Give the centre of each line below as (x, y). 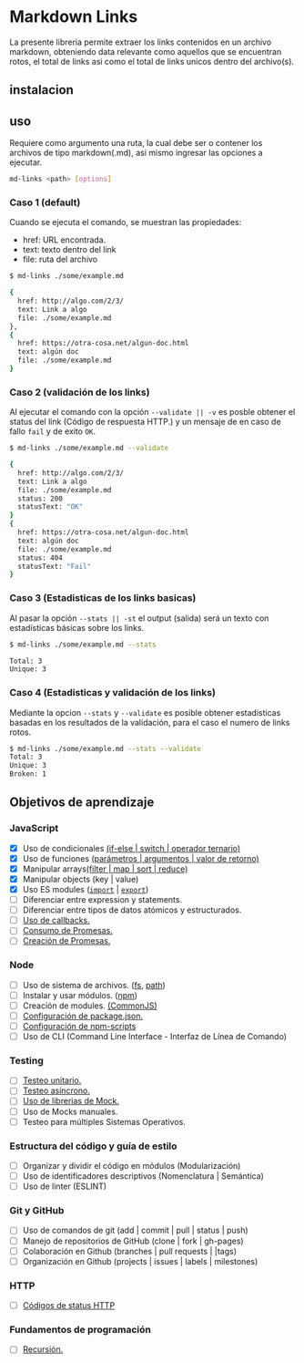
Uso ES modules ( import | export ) (86, 890)
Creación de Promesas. (66, 941)
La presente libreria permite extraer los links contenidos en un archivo (141, 42)
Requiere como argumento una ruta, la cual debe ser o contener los (136, 143)
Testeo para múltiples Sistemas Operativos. (104, 1121)
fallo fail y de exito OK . (53, 431)
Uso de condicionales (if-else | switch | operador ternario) (132, 848)
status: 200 (41, 499)
